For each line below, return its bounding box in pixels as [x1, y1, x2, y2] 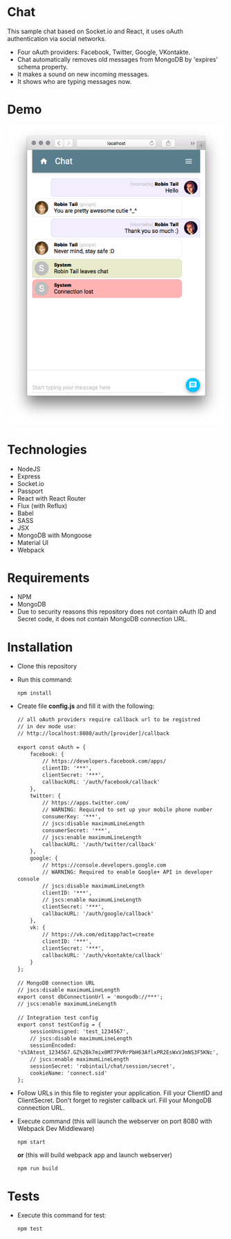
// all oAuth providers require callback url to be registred [17, 716, 201, 723]
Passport [17, 487, 44, 495]
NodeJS [17, 465, 41, 473]
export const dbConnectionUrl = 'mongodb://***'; [17, 994, 164, 1000]
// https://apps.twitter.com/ [42, 799, 129, 806]
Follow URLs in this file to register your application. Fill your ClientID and [17, 1089, 223, 1098]
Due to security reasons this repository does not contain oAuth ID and [17, 607, 216, 616]
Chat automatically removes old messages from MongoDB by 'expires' [17, 55, 219, 63]
